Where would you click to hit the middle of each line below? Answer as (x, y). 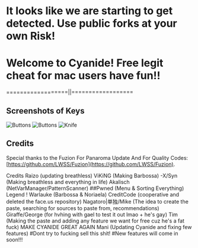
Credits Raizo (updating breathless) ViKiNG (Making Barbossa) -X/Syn (92, 175)
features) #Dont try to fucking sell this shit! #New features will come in (92, 233)
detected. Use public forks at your (92, 23)
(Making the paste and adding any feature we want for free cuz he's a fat (95, 221)
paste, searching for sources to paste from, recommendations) (83, 208)
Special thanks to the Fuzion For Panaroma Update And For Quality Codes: (97, 157)
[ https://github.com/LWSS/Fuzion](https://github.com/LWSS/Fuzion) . (91, 164)
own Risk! (31, 36)
